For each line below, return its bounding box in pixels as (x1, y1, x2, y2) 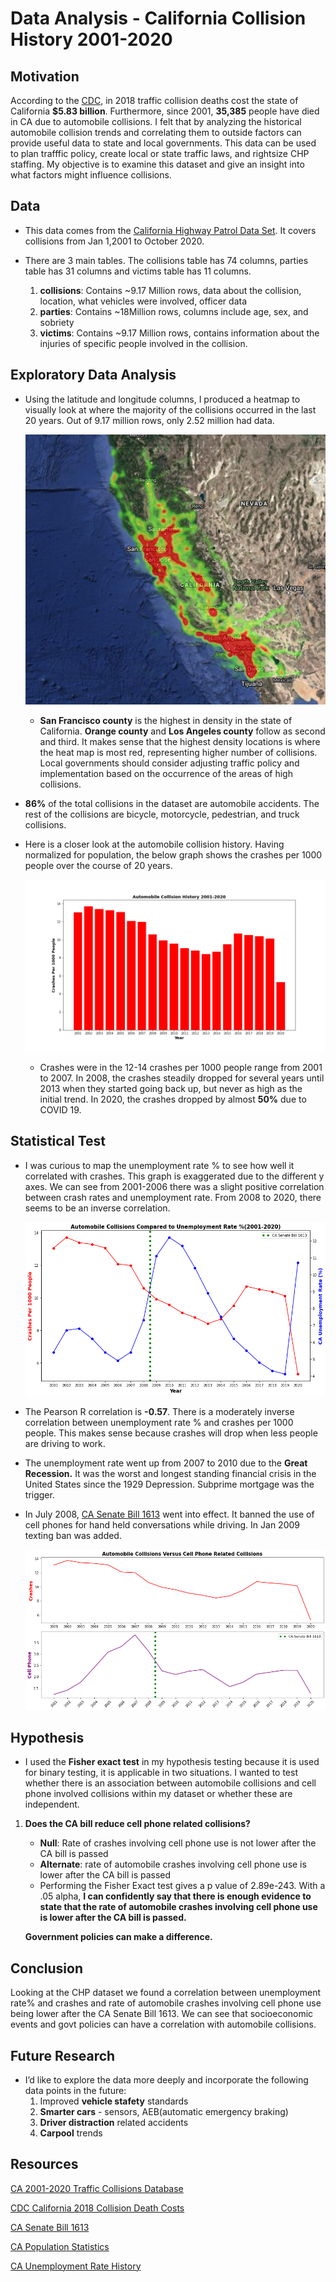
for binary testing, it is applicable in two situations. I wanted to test (24, 1767, 298, 1779)
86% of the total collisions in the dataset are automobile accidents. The (24, 798, 320, 810)
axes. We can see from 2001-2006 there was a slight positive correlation (24, 1180, 325, 1192)
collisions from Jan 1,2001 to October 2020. (24, 235, 205, 247)
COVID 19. (39, 1103, 82, 1116)
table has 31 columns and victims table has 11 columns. (24, 265, 252, 277)
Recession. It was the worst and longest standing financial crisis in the (24, 1467, 317, 1479)
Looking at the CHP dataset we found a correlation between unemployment (10, 1987, 322, 1999)
